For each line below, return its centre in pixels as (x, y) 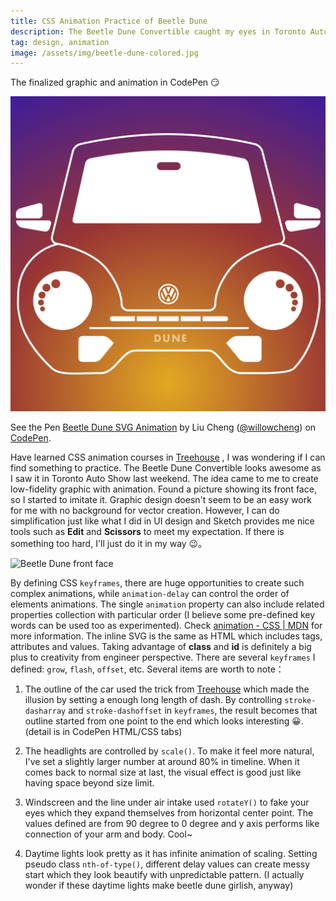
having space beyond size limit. (89, 783)
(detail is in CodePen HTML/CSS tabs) (103, 732)
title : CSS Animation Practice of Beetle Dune (109, 21)
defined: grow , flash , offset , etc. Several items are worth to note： (147, 669)
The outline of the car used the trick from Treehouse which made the (167, 689)
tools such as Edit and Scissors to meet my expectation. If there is (147, 532)
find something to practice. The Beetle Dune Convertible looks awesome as (166, 468)
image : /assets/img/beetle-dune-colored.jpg (104, 53)
